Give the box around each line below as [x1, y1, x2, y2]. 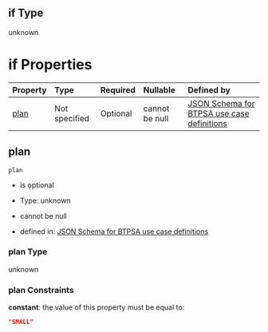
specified [54, 113, 90, 124]
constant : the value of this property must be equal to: [8, 302, 185, 312]
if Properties [8, 56, 93, 73]
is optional [19, 180, 54, 190]
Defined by [187, 84, 231, 95]
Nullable [143, 84, 175, 95]
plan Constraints [8, 284, 74, 295]
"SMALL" [8, 318, 34, 326]
